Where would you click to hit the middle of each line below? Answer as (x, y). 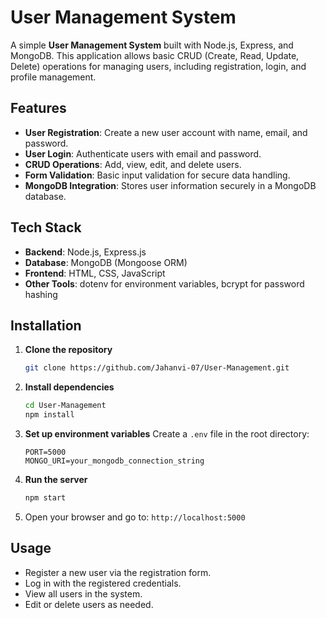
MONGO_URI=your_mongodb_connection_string (114, 461)
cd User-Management (65, 406)
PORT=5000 (45, 452)
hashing (41, 294)
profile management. (53, 77)
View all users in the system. (83, 593)
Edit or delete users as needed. (89, 604)
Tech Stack (46, 227)
